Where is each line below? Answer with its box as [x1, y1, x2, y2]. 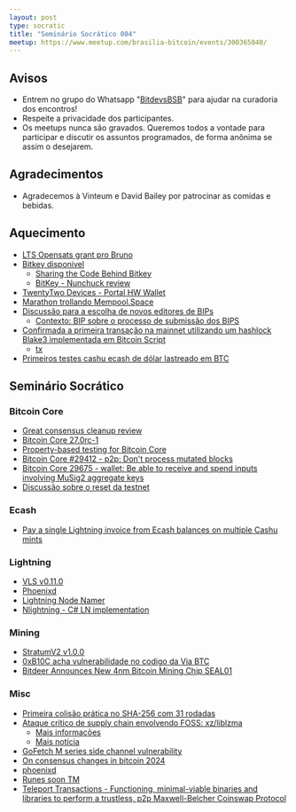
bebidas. [21, 200, 55, 210]
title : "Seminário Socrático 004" [9, 29, 137, 38]
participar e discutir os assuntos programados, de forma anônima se [21, 132, 273, 143]
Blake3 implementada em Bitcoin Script [21, 334, 166, 344]
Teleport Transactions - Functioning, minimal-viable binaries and [21, 783, 259, 794]
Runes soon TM [21, 774, 80, 784]
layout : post [9, 12, 58, 22]
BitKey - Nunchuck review [35, 277, 131, 288]
